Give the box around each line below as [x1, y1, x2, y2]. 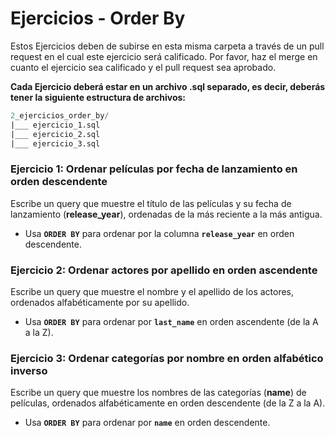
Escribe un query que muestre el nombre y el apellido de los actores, [10, 286, 295, 298]
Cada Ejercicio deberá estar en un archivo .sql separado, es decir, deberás [10, 80, 326, 92]
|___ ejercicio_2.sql [10, 129, 101, 139]
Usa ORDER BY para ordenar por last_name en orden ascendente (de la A [24, 316, 319, 328]
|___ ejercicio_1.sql [10, 120, 101, 130]
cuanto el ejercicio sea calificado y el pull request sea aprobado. [10, 61, 277, 73]
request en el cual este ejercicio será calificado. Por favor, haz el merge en [10, 50, 318, 62]
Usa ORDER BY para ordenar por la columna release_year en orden [24, 227, 295, 239]
